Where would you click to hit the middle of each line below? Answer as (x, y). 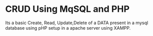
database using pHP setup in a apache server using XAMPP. (68, 28)
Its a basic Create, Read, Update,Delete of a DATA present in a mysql (77, 23)
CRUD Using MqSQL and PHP (67, 9)
